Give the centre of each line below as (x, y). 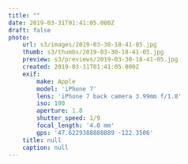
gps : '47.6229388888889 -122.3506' (95, 132)
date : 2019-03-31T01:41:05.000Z (61, 23)
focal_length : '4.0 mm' (75, 125)
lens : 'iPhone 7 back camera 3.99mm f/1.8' (109, 96)
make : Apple (56, 81)
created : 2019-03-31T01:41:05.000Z (81, 67)
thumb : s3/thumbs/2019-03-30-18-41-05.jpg (93, 52)
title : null (42, 140)
